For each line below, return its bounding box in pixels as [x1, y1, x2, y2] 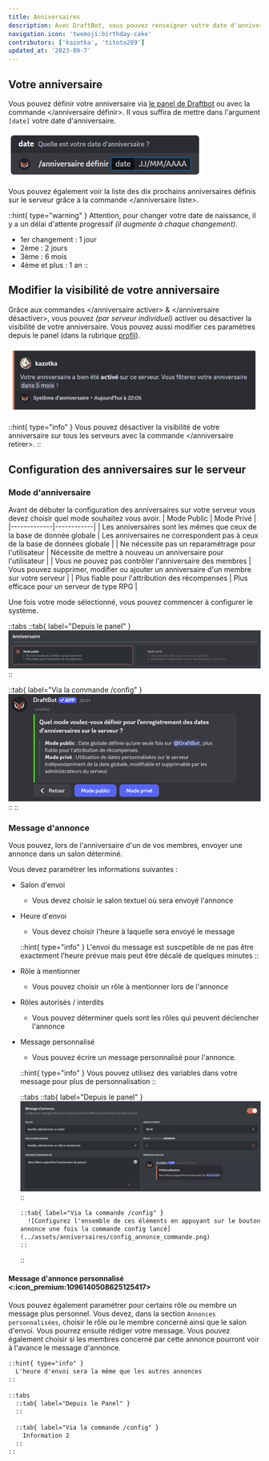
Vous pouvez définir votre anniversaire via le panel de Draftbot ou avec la [8, 99, 251, 108]
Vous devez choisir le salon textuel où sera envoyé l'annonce [31, 895, 234, 906]
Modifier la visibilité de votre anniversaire [8, 283, 220, 297]
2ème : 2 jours [19, 243, 68, 253]
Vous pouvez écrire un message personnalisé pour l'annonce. [31, 1053, 237, 1062]
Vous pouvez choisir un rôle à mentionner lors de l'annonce [31, 982, 229, 992]
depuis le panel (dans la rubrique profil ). [8, 330, 141, 340]
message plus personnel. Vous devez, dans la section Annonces [8, 1309, 216, 1318]
